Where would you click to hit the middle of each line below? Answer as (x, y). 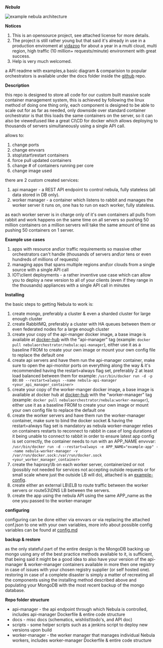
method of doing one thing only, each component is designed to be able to (80, 105)
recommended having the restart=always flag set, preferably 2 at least (83, 371)
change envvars (28, 150)
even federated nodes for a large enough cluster (61, 329)
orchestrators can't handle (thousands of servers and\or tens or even (81, 254)
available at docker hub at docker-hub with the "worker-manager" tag (82, 395)
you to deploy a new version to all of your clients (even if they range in (82, 280)
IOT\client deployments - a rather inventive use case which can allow (81, 275)
